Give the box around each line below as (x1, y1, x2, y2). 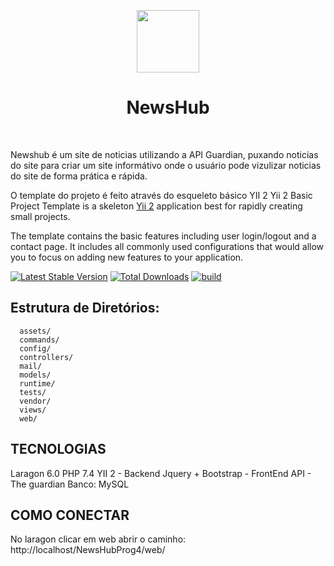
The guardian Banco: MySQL (10, 478, 130, 490)
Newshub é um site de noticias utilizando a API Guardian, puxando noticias (10, 148, 319, 160)
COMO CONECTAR (10, 506, 130, 524)
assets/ (19, 326, 52, 336)
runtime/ (19, 378, 56, 389)
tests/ (19, 387, 47, 397)
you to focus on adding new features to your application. (10, 251, 244, 263)
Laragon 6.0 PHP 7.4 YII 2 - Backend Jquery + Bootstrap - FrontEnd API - (10, 467, 312, 479)
